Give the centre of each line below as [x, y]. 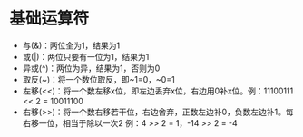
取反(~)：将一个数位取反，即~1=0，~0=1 [98, 79]
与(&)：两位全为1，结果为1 [71, 45]
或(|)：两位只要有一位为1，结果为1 [86, 56]
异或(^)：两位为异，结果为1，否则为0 [91, 68]
